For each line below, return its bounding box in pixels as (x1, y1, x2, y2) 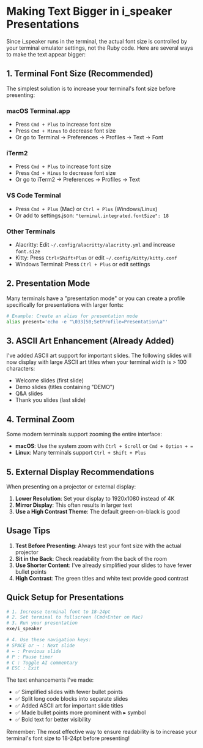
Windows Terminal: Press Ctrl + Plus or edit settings (15, 260, 150, 268)
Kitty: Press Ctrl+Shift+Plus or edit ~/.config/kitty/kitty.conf (15, 253, 177, 261)
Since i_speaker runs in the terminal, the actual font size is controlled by (6, 37, 188, 45)
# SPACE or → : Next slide (6, 642, 75, 649)
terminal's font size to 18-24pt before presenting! (6, 735, 130, 742)
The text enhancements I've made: (6, 676, 94, 684)
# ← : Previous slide (6, 648, 62, 654)
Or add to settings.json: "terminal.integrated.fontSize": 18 (15, 212, 169, 219)
